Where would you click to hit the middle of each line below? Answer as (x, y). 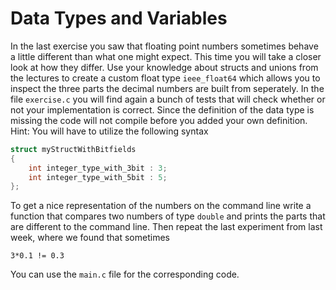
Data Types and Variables (119, 18)
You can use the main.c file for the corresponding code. (125, 274)
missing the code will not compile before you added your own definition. (159, 120)
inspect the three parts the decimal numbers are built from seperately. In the (167, 88)
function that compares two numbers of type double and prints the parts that (168, 216)
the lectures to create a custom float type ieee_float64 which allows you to (165, 78)
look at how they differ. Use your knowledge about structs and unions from (164, 67)
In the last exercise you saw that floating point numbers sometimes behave (164, 46)
